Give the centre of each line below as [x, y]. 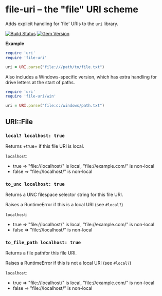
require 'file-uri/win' [31, 96]
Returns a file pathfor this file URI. [41, 253]
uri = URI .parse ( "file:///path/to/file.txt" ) [55, 67]
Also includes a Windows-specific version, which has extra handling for [81, 77]
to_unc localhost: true [35, 184]
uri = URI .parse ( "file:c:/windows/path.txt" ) [55, 106]
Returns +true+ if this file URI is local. [45, 146]
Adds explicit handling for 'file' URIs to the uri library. [62, 24]
